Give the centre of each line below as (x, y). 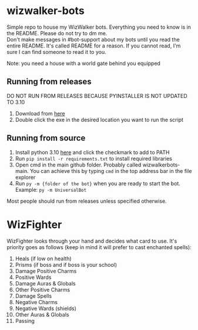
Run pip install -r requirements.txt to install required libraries (94, 158)
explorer (25, 177)
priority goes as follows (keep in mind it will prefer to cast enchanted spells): (99, 247)
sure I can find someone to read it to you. (56, 52)
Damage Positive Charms (46, 271)
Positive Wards (33, 277)
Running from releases (49, 82)
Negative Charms (36, 302)
